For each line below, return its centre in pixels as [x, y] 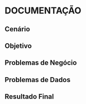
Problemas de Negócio [41, 63]
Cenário [17, 29]
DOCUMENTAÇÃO [43, 11]
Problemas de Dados [38, 80]
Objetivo [18, 46]
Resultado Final [29, 97]
